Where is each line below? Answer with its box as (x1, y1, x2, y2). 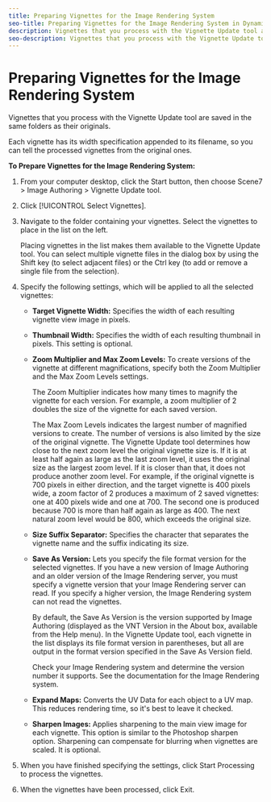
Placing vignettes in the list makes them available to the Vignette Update (19, 241, 261, 251)
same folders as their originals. (8, 122, 111, 131)
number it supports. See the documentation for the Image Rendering (31, 671, 260, 681)
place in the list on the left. (19, 225, 109, 235)
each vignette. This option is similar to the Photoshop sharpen (31, 728, 239, 738)
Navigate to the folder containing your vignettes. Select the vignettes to (19, 217, 258, 226)
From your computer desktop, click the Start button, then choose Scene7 (19, 177, 263, 186)
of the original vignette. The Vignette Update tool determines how (31, 437, 251, 447)
